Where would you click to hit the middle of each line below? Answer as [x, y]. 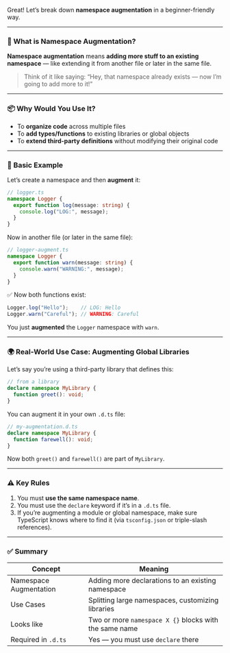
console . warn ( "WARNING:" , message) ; [72, 269]
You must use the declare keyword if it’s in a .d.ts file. [94, 505]
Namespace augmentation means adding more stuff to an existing [103, 56]
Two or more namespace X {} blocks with [153, 620]
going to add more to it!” [58, 84]
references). [35, 527]
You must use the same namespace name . [78, 498]
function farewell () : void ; [53, 439]
